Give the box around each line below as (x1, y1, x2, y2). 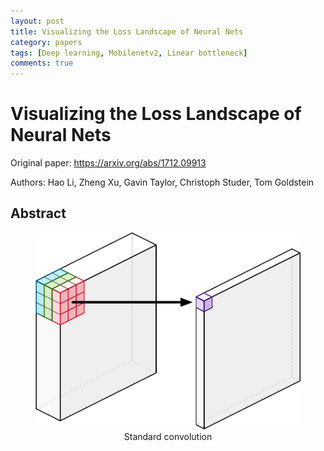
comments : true (10, 58, 74, 69)
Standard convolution (123, 430, 213, 442)
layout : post (10, 16, 65, 26)
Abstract (10, 205, 67, 222)
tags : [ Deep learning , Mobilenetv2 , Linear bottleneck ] (10, 48, 248, 58)
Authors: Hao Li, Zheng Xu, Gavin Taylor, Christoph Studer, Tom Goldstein (10, 176, 315, 189)
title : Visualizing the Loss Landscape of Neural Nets (10, 26, 244, 37)
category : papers (10, 37, 83, 47)
